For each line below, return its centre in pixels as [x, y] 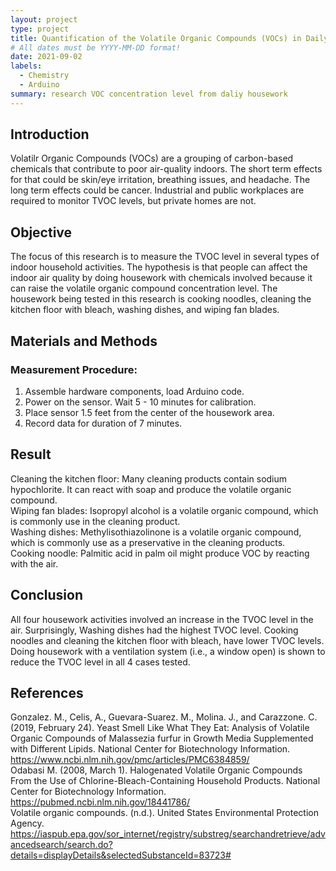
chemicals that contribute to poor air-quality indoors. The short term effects [166, 169]
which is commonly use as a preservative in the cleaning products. [148, 542]
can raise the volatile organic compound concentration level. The [144, 288]
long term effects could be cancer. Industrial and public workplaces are [157, 190]
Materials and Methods [84, 341]
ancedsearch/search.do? [61, 845]
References [47, 692]
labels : [26, 66]
